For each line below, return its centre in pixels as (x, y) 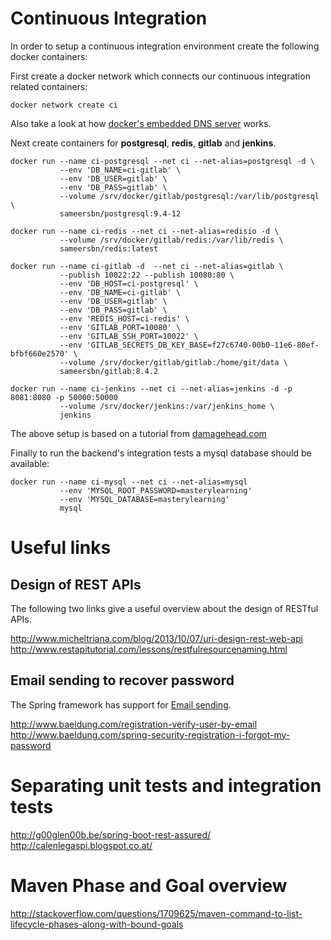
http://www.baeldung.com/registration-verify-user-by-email (134, 724)
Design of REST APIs (76, 584)
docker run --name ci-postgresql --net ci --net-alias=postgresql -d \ (162, 161)
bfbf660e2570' (40, 353)
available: (30, 463)
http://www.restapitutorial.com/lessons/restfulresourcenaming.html (149, 649)
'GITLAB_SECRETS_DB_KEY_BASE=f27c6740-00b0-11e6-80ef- (203, 345)
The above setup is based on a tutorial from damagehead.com (138, 433)
